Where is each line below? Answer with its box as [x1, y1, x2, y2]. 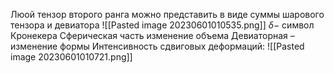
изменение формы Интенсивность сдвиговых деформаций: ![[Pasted [10, 40, 305, 52]
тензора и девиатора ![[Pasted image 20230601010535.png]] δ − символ [10, 19, 315, 31]
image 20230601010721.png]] [10, 51, 133, 63]
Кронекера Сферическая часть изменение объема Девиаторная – [10, 30, 295, 41]
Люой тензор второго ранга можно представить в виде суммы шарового [10, 9, 325, 20]
